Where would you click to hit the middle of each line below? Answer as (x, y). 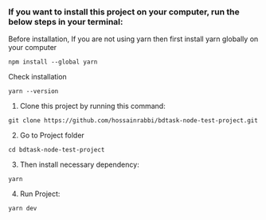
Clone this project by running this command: (92, 106)
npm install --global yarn (53, 62)
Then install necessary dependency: (79, 164)
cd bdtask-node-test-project (57, 150)
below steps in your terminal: (66, 21)
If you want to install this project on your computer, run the (124, 12)
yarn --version (33, 91)
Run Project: (40, 194)
